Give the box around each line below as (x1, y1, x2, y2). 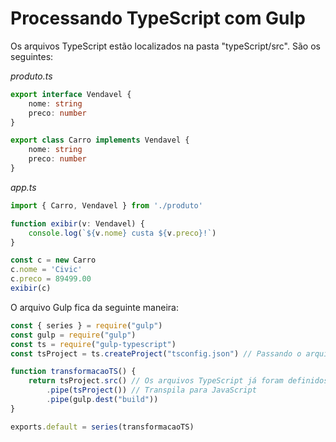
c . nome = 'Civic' (10, 265, 83, 275)
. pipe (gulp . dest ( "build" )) (46, 395, 159, 405)
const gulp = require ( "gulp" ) (10, 330, 137, 340)
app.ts (10, 181, 37, 193)
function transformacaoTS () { (10, 367, 137, 377)
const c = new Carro (10, 255, 97, 266)
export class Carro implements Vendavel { (10, 135, 190, 146)
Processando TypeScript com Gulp (10, 7, 306, 30)
